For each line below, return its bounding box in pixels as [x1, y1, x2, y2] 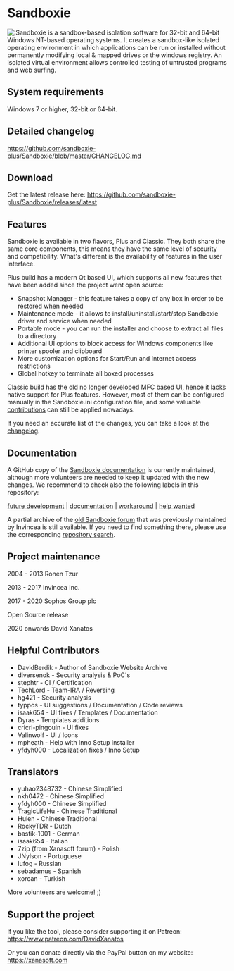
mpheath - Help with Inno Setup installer [17, 738, 135, 746]
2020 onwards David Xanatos [7, 624, 93, 632]
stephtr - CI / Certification [17, 678, 93, 686]
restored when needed [17, 302, 84, 311]
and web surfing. [7, 66, 57, 74]
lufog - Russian [17, 860, 62, 868]
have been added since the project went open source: [7, 280, 164, 290]
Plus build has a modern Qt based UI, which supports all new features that [7, 273, 223, 282]
